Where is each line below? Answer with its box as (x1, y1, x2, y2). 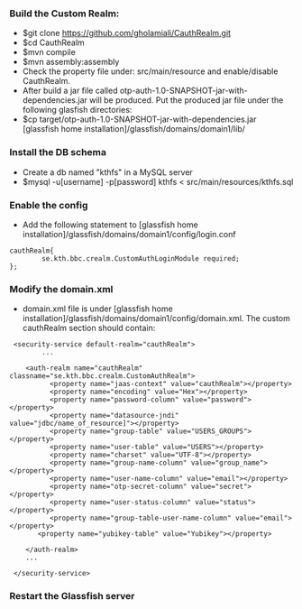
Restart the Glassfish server (9, 590, 135, 603)
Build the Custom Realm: (9, 7, 120, 20)
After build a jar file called (22, 85, 118, 97)
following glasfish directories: (22, 105, 133, 115)
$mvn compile (22, 47, 77, 58)
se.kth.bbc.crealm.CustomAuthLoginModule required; (41, 254, 241, 263)
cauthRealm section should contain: (22, 323, 156, 334)
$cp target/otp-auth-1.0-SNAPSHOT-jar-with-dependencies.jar (22, 114, 257, 125)
